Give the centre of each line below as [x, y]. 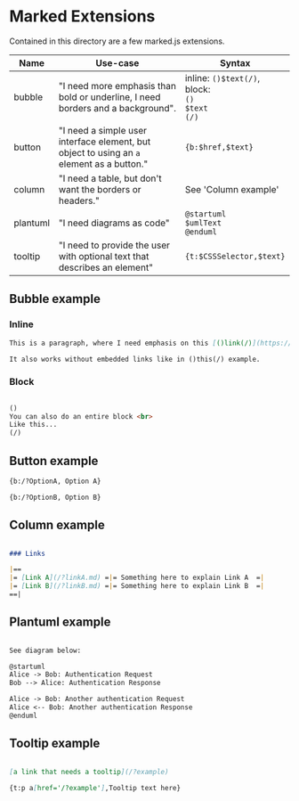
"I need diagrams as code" [114, 223]
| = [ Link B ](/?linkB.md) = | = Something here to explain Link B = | [137, 586]
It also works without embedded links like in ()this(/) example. [135, 359]
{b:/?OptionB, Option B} [55, 497]
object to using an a [99, 152]
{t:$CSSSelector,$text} [235, 256]
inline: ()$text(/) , [222, 78]
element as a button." [103, 164]
